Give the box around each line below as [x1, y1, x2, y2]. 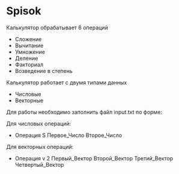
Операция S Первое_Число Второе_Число [14, 132, 123, 139]
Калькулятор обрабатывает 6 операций [6, 24, 108, 31]
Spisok [6, 4, 41, 18]
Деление [14, 54, 38, 62]
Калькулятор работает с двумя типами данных [6, 79, 127, 86]
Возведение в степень [14, 67, 73, 74]
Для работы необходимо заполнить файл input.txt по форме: [6, 108, 162, 115]
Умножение [14, 48, 46, 55]
